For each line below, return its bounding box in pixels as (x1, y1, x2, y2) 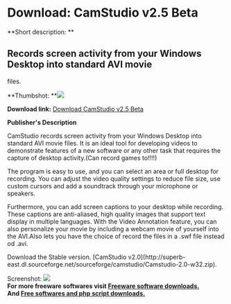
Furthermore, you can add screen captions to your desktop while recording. (7, 202, 224, 211)
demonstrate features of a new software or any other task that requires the (7, 146, 221, 154)
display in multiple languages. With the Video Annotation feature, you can (7, 217, 217, 226)
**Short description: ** (7, 28, 74, 36)
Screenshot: (7, 274, 42, 283)
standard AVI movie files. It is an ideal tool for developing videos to (7, 138, 198, 147)
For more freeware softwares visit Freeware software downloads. (7, 282, 200, 290)
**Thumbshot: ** (7, 91, 58, 100)
